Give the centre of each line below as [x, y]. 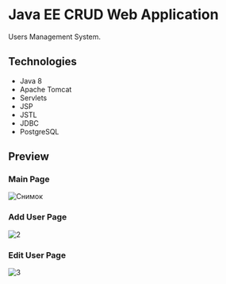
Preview [29, 157]
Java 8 [31, 80]
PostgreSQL [39, 131]
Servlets [33, 98]
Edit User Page [37, 255]
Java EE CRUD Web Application [114, 15]
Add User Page [38, 217]
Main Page [29, 179]
